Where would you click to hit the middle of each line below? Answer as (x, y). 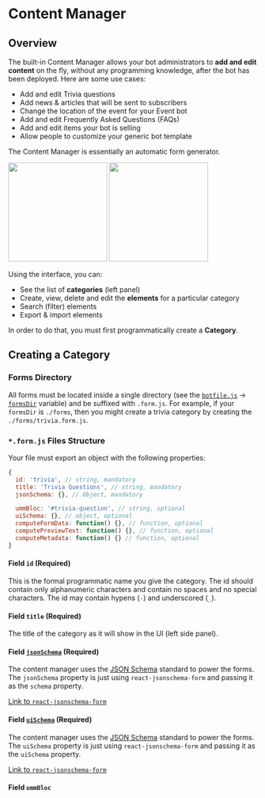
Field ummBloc (30, 788)
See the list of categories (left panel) (80, 289)
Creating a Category (59, 355)
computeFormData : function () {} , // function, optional (109, 523)
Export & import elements (61, 315)
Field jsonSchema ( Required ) (54, 652)
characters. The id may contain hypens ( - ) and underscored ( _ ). (112, 598)
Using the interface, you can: (55, 274)
